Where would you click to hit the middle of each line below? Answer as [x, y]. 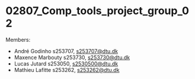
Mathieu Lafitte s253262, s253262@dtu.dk [67, 70]
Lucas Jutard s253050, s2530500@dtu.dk [66, 64]
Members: [18, 39]
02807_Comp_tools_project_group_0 [97, 11]
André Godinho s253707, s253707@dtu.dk [66, 51]
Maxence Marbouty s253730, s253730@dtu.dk [72, 57]
